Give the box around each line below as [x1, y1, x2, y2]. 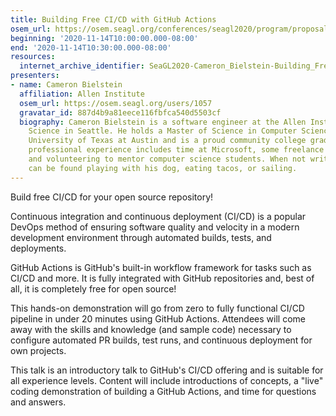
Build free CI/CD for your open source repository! [10, 191, 214, 203]
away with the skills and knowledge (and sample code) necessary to [10, 323, 292, 335]
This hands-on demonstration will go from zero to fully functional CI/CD [10, 302, 305, 314]
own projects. [10, 344, 67, 356]
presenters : [10, 71, 60, 81]
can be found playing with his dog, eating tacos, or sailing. [28, 163, 298, 173]
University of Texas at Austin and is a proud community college [28, 136, 307, 146]
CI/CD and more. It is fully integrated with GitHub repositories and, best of [10, 272, 315, 284]
